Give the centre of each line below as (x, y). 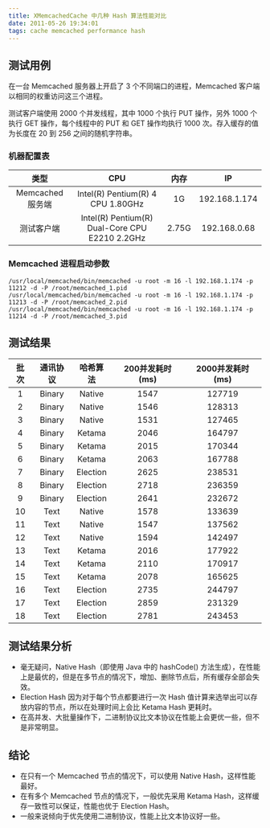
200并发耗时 (147, 368)
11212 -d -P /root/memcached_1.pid (68, 288)
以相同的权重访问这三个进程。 (57, 96)
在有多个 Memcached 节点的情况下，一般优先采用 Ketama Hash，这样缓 (139, 796)
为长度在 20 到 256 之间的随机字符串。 (72, 133)
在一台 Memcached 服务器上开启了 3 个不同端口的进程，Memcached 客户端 (134, 86)
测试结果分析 (40, 646)
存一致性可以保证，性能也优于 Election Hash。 (97, 806)
